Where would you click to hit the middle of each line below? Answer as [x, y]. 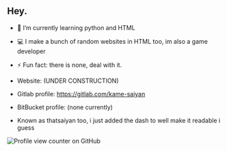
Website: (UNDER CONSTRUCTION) [68, 81]
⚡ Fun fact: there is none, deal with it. [69, 65]
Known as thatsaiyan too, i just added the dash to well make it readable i [119, 120]
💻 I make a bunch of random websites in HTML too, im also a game [112, 41]
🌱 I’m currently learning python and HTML [76, 27]
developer [31, 51]
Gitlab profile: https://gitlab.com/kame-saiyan [81, 94]
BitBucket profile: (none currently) [65, 107]
